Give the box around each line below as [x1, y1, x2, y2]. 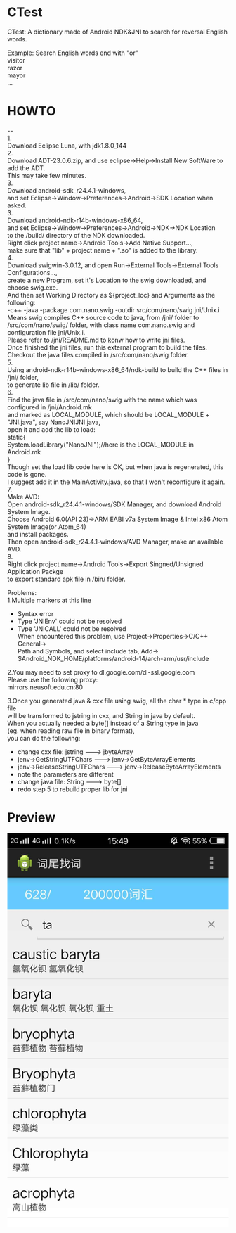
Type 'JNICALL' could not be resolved [17, 624, 126, 633]
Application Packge [7, 567, 64, 575]
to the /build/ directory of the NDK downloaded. [7, 231, 145, 239]
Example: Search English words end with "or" [7, 49, 138, 57]
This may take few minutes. [7, 171, 87, 179]
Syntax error [17, 609, 54, 618]
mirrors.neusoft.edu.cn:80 [7, 683, 83, 691]
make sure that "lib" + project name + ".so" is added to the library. [7, 245, 198, 254]
